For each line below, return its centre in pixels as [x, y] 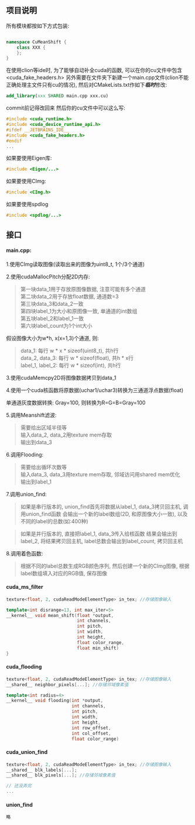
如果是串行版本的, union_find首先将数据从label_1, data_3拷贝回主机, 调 [104, 506]
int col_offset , [91, 733]
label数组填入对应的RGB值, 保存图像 [64, 573]
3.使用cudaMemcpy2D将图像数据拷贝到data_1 [61, 377]
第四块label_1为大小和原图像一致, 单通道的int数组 [79, 311]
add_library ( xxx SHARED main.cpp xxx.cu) [57, 96]
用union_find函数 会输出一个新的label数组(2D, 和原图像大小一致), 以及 [104, 514]
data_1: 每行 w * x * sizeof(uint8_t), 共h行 [69, 350]
